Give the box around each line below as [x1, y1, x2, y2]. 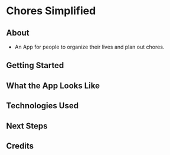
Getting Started [6, 60, 64, 70]
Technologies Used [6, 101, 79, 111]
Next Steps [6, 121, 48, 131]
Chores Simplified [6, 4, 96, 18]
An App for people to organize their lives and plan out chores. [14, 43, 165, 50]
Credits [6, 141, 34, 151]
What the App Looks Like [6, 80, 100, 91]
